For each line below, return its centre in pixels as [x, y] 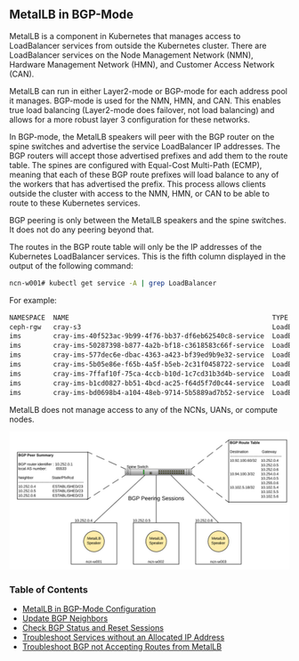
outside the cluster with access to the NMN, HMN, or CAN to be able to [139, 193]
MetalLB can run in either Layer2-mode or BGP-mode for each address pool [148, 91]
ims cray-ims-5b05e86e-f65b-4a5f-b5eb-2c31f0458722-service [137, 365]
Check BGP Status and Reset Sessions [93, 627]
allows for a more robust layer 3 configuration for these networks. [130, 119]
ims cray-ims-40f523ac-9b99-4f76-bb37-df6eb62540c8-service [137, 336]
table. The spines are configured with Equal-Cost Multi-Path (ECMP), [136, 165]
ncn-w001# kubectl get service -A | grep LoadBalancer [113, 283]
